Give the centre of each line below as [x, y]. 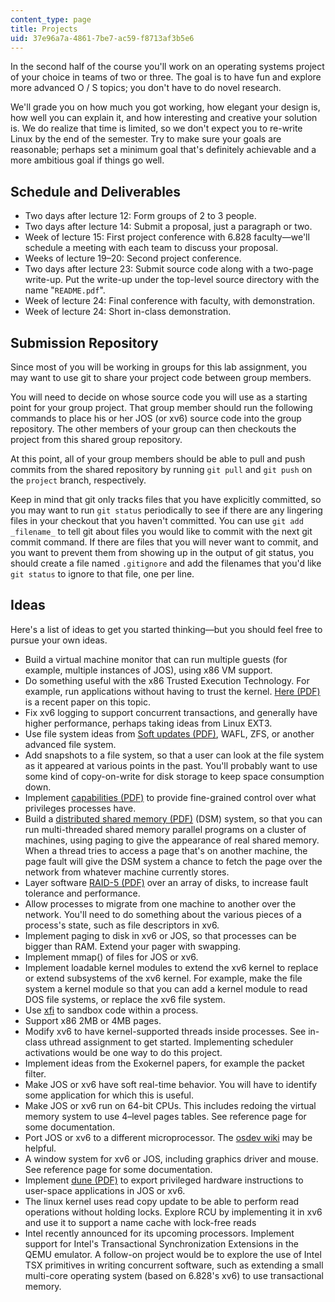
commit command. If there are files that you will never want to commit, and [164, 542]
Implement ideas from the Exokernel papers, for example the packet [164, 1063]
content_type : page [51, 19]
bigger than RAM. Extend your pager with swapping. [133, 946]
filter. [35, 1073]
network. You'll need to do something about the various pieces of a [163, 914]
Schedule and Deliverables [96, 191]
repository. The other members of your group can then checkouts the [153, 429]
